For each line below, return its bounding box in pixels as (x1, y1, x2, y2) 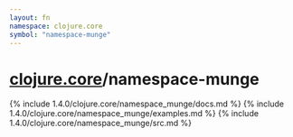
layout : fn (9, 13, 51, 23)
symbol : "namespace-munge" (9, 30, 111, 39)
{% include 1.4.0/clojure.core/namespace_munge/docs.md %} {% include (9, 98, 285, 109)
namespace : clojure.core (9, 22, 103, 31)
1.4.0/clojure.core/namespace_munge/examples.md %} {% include (9, 108, 260, 119)
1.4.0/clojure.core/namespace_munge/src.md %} (9, 118, 193, 129)
